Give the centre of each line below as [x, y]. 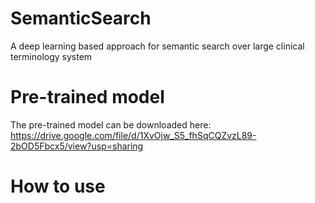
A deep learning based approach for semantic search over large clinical [157, 46]
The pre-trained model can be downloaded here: [111, 124]
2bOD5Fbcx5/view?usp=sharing [77, 146]
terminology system [51, 56]
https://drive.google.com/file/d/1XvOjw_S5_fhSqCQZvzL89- [133, 135]
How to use [58, 186]
